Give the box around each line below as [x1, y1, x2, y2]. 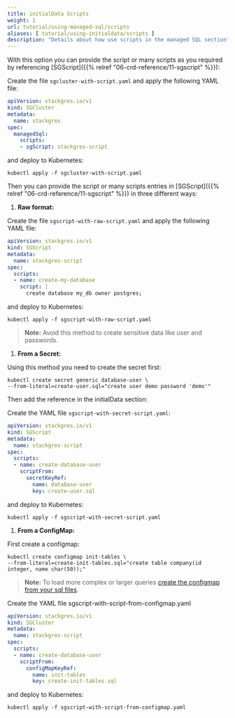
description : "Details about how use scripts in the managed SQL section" [7, 36, 230, 44]
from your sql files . [24, 585, 79, 594]
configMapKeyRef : [25, 665, 77, 672]
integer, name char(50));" [7, 566, 86, 573]
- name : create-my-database [13, 277, 96, 284]
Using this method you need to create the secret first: [7, 363, 162, 371]
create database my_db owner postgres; [25, 290, 142, 297]
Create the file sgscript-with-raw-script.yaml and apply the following [7, 217, 210, 225]
